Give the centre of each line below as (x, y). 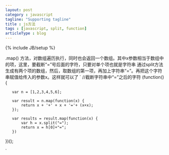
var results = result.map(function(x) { (55, 119)
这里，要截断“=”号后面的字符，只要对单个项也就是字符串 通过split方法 (91, 64)
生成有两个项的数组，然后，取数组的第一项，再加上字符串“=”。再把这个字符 (84, 71)
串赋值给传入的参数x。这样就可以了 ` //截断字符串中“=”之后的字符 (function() (85, 77)
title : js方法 (20, 24)
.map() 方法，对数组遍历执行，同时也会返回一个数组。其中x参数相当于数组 (82, 58)
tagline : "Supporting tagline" (38, 19)
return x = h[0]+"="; (44, 127)
